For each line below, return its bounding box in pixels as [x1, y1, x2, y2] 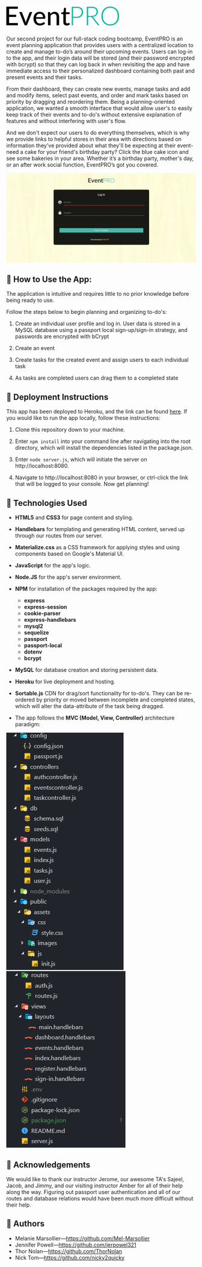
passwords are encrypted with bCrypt [14, 333, 109, 340]
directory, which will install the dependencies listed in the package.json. [14, 444, 194, 452]
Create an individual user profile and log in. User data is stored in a [14, 320, 180, 327]
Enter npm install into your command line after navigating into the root [14, 438, 191, 445]
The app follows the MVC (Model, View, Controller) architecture [14, 714, 175, 721]
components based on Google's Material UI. [14, 550, 124, 558]
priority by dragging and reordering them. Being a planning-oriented [6, 98, 176, 105]
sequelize [23, 629, 49, 636]
